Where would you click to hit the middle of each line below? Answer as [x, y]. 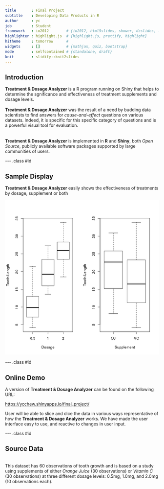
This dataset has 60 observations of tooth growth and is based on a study [79, 466]
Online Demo [25, 378]
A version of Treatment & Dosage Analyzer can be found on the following [80, 389]
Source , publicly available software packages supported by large [70, 146]
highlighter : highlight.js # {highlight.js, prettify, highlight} [76, 36]
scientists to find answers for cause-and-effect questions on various [74, 115]
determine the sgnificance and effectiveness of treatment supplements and [81, 94]
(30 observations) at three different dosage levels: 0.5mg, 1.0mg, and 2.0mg [82, 476]
